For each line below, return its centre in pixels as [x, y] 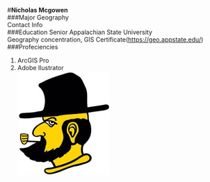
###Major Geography [38, 17]
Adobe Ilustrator [40, 68]
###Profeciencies [33, 47]
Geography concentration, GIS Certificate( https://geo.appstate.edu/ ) [105, 40]
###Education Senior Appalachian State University [80, 32]
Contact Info [25, 25]
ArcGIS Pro [33, 60]
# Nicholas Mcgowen [38, 10]
